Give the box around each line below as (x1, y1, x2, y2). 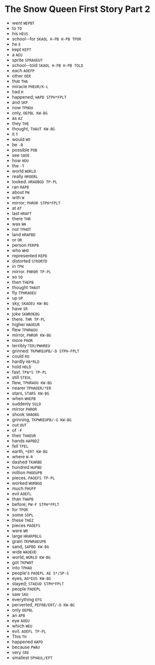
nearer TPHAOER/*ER (11, 385, 52, 391)
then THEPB (11, 279, 34, 285)
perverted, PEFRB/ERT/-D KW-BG (11, 601, 75, 608)
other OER (11, 73, 31, 79)
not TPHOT (11, 226, 31, 232)
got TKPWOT (11, 559, 34, 565)
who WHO (11, 247, 29, 253)
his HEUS (11, 30, 28, 36)
